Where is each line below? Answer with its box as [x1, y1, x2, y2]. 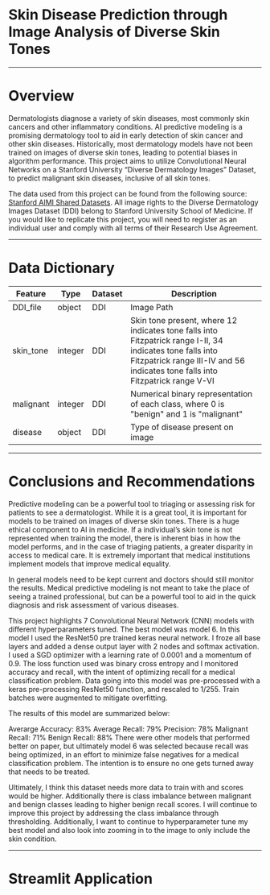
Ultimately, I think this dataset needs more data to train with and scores [8, 782, 243, 792]
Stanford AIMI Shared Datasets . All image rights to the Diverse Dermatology [8, 197, 259, 207]
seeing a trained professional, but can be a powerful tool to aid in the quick [8, 591, 256, 601]
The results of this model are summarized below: [8, 708, 170, 718]
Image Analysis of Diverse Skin [8, 23, 221, 41]
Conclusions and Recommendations [8, 473, 256, 491]
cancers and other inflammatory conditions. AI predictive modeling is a [8, 122, 243, 131]
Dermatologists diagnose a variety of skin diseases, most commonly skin [8, 113, 251, 122]
